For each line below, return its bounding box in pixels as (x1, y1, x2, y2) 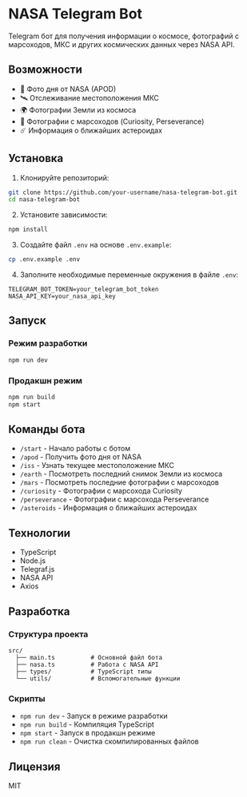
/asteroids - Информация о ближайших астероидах (19, 503, 197, 513)
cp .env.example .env (8, 256, 81, 264)
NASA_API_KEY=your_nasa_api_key (8, 292, 116, 300)
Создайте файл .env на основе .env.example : (19, 240, 172, 250)
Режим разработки (8, 338, 88, 349)
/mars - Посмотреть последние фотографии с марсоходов (19, 478, 220, 487)
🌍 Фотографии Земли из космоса (19, 105, 137, 114)
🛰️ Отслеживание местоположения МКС (19, 93, 160, 102)
